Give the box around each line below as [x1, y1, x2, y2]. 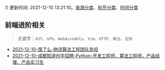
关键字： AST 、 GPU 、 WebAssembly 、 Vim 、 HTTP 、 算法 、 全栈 [17, 35, 133, 41]
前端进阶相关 [5, 21, 45, 30]
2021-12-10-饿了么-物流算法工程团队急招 [12, 46, 98, 52]
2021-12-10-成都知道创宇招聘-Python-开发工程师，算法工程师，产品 [12, 53, 155, 59]
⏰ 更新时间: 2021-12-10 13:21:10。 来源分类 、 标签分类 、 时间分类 [5, 5, 138, 10]
